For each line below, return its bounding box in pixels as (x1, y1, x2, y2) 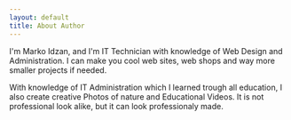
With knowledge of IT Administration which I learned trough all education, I (9, 82, 282, 92)
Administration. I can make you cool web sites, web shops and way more (9, 55, 275, 66)
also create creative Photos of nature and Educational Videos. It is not (9, 91, 264, 102)
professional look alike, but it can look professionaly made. (9, 100, 224, 111)
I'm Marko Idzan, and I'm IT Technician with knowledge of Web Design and (9, 45, 283, 56)
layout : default (9, 12, 69, 22)
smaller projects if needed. (9, 64, 107, 76)
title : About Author (9, 21, 86, 30)
